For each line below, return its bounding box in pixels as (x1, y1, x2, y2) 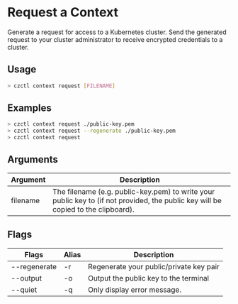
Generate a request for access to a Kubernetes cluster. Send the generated (7, 28, 227, 36)
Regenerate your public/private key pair (88, 261, 220, 271)
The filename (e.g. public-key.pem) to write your (52, 186, 215, 196)
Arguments (7, 153, 59, 165)
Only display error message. (88, 285, 182, 295)
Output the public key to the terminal (88, 273, 210, 283)
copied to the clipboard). (52, 204, 135, 214)
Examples (7, 102, 52, 114)
